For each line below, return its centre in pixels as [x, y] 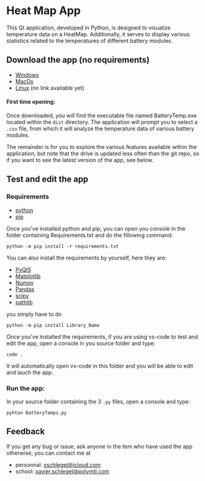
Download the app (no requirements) [78, 60]
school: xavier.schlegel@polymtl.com [62, 471]
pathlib [24, 302]
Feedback [26, 432]
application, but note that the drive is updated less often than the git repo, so [103, 153]
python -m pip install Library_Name [53, 325]
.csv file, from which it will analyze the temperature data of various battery [100, 128]
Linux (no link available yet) [50, 88]
